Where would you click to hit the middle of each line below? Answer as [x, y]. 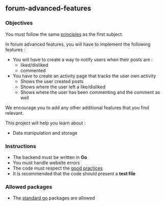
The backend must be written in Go [50, 157]
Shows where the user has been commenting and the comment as [90, 92]
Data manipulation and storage [45, 133]
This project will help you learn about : [45, 123]
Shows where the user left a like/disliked [63, 87]
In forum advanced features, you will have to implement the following [78, 44]
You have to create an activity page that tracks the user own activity [84, 76]
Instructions [21, 146]
